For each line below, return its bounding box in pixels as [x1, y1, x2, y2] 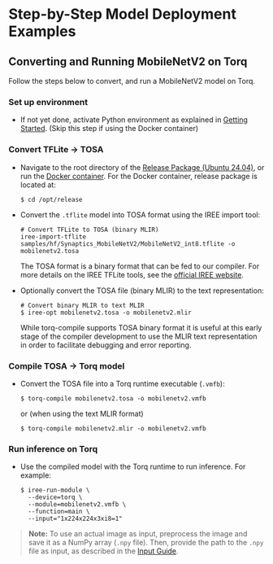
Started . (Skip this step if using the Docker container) [19, 124, 199, 133]
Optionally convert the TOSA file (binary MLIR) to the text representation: [19, 286, 264, 295]
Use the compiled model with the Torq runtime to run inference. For [19, 461, 246, 472]
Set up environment [8, 96, 88, 107]
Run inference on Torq [8, 443, 98, 454]
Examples [8, 22, 76, 41]
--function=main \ [28, 508, 90, 516]
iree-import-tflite [19, 233, 87, 241]
